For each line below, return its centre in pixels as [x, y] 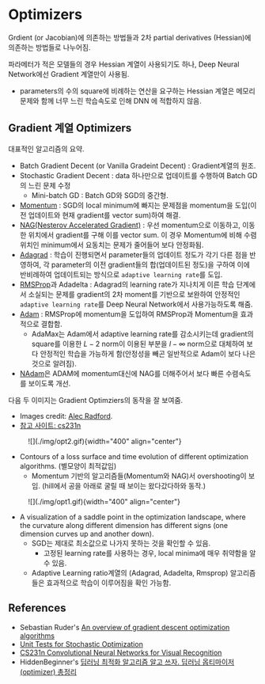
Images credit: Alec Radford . [66, 416]
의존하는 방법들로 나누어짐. [49, 47]
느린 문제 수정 [49, 185]
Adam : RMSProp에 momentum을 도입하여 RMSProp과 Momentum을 [129, 313]
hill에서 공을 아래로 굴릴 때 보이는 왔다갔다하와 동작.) [125, 485]
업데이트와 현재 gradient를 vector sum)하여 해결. [104, 215]
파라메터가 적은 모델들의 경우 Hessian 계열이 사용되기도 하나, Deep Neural [124, 64]
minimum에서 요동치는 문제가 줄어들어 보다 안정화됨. [122, 245]
